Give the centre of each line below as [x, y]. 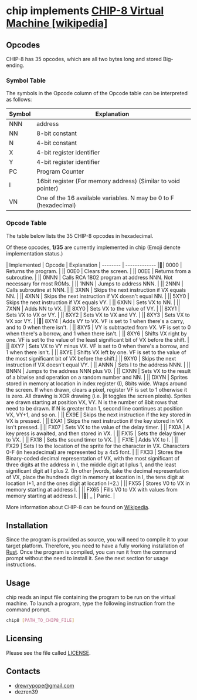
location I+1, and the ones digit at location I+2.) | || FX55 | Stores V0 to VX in [98, 483]
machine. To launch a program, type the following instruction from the [90, 604]
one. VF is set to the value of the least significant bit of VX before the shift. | [98, 339]
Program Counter [60, 171]
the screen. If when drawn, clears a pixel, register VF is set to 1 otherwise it [97, 389]
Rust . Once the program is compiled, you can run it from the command [91, 552]
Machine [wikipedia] [57, 23]
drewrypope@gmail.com [44, 685]
